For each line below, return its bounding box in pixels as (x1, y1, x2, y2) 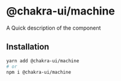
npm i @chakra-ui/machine (6, 69, 71, 75)
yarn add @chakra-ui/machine (6, 57, 79, 64)
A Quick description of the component (6, 24, 101, 31)
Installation (6, 42, 49, 52)
